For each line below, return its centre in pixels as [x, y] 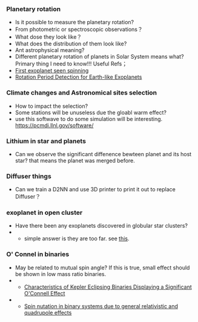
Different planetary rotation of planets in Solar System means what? [99, 57]
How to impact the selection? [51, 106]
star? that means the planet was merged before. [75, 160]
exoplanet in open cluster [45, 212]
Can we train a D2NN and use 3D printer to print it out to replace [95, 189]
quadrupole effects [48, 312]
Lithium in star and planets [46, 141]
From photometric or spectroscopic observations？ [79, 30]
